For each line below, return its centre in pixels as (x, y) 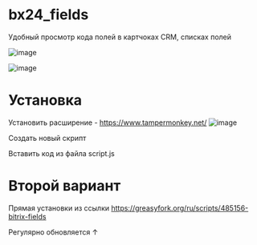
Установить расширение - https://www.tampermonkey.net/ (108, 122)
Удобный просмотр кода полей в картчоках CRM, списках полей (120, 37)
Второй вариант (65, 186)
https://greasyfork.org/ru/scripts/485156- (180, 208)
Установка (45, 100)
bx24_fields (49, 15)
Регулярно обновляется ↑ (53, 232)
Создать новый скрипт (47, 138)
